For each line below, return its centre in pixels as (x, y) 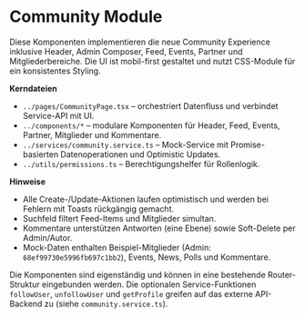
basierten (41, 154)
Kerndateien (33, 88)
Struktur (25, 284)
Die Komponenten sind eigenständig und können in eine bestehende (137, 274)
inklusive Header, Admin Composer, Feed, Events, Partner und (126, 51)
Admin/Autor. (47, 237)
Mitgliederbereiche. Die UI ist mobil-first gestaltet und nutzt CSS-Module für (152, 61)
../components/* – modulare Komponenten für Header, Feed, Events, (151, 125)
